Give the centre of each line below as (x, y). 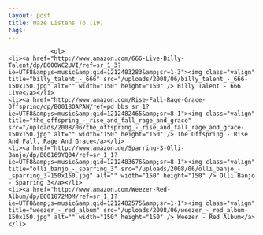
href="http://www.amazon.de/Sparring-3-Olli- (109, 148)
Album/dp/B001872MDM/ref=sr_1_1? (63, 197)
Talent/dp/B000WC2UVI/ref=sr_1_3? (65, 65)
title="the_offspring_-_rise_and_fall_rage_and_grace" (100, 121)
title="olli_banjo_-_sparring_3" (63, 169)
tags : (17, 30)
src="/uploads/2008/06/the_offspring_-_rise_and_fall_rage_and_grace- (126, 128)
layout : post (30, 15)
